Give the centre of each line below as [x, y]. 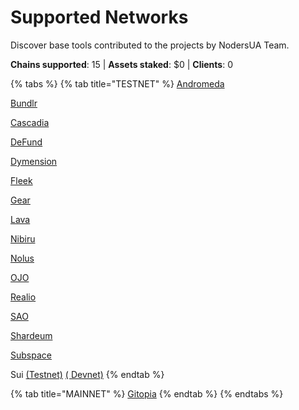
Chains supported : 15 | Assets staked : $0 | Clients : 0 [121, 64]
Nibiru [23, 238]
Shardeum [31, 335]
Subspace [31, 355]
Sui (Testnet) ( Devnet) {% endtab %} [87, 374]
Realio [23, 297]
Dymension [34, 161]
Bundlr [24, 103]
